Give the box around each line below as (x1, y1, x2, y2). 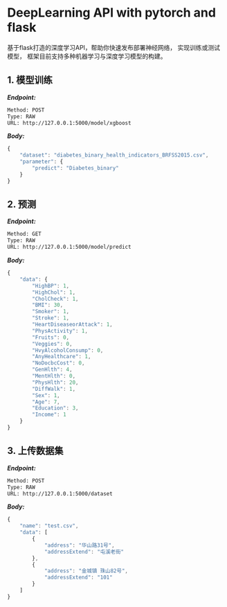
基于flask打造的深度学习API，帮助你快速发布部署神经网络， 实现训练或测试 (7, 43, 220, 51)
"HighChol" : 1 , (32, 289, 76, 296)
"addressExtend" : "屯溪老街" (44, 548, 125, 555)
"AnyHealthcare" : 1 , (32, 353, 91, 360)
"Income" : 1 (32, 411, 67, 419)
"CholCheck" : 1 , (32, 295, 79, 302)
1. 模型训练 (7, 74, 53, 86)
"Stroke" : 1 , (32, 315, 70, 322)
